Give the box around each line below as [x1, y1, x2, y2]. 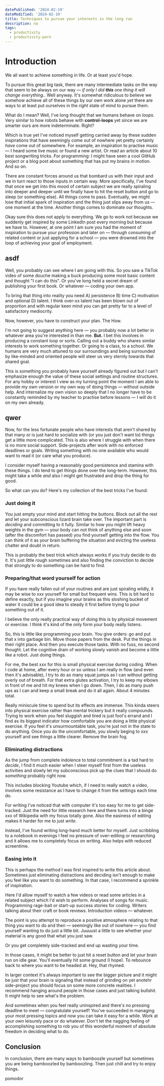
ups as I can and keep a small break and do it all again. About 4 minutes [5, 688, 150, 694]
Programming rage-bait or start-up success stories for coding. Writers [5, 902, 147, 908]
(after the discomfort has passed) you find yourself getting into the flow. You [5, 532, 160, 538]
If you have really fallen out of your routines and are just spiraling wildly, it [5, 586, 154, 592]
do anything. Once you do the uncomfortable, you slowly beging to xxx [5, 728, 148, 734]
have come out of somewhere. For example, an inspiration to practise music [5, 142, 158, 148]
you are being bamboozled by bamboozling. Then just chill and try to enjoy [5, 1061, 156, 1067]
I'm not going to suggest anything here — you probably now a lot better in [5, 327, 154, 333]
